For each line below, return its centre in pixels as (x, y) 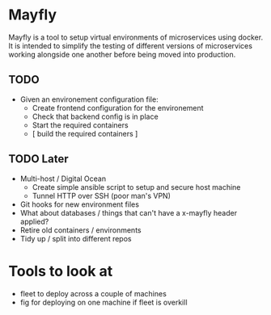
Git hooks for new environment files (80, 204)
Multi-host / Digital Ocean (63, 178)
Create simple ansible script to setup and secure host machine (136, 187)
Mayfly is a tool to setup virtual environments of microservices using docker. (136, 37)
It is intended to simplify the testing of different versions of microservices (131, 45)
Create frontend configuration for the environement (118, 107)
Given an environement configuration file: (89, 99)
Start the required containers (80, 125)
